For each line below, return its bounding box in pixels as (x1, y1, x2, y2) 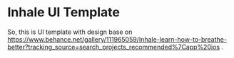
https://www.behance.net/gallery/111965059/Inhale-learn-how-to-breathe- (7, 35, 227, 43)
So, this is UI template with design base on (7, 28, 133, 36)
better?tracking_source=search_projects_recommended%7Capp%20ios (7, 42, 220, 51)
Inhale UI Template (7, 4, 120, 21)
